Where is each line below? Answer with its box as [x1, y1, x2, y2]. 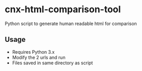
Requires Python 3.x [12, 49, 55, 55]
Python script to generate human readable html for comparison [5, 20, 137, 27]
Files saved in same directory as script [12, 60, 93, 66]
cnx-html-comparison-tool [5, 4, 121, 15]
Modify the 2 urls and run [12, 54, 66, 60]
